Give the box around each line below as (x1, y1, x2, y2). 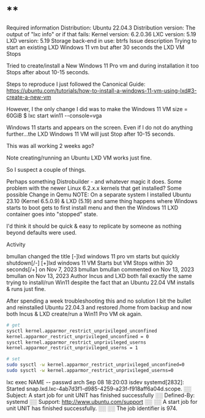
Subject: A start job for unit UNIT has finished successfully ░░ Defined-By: (6, 391, 195, 399)
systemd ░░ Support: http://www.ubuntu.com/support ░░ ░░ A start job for (6, 398, 198, 405)
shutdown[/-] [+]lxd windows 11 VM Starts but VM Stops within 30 (6, 259, 173, 266)
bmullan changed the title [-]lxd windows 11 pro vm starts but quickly (6, 252, 180, 260)
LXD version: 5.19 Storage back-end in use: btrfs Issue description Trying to (6, 37, 197, 44)
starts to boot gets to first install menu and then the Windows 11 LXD (6, 204, 179, 211)
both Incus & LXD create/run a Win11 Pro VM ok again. (6, 310, 143, 317)
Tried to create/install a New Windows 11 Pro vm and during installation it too (6, 62, 199, 69)
